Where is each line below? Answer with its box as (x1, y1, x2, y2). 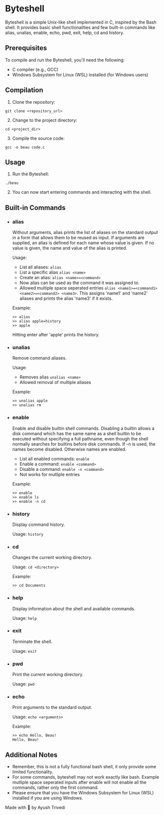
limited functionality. (12, 769, 54, 775)
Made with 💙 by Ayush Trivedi (5, 805, 65, 811)
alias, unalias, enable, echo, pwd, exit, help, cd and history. (5, 29, 124, 35)
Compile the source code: (12, 135, 65, 141)
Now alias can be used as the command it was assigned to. (19, 280, 140, 286)
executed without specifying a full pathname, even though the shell (12, 436, 148, 441)
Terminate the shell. (12, 639, 53, 644)
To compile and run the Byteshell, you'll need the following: (5, 57, 125, 63)
